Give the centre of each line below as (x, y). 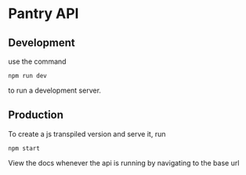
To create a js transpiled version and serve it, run (87, 133)
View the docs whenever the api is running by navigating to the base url (124, 162)
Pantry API (43, 14)
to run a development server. (55, 90)
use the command (37, 61)
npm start (24, 148)
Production (36, 115)
